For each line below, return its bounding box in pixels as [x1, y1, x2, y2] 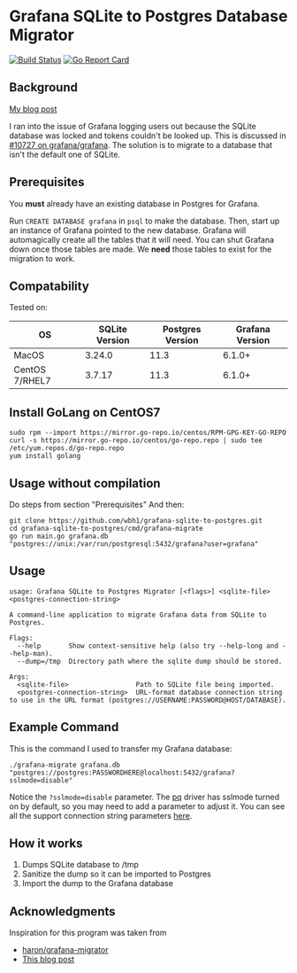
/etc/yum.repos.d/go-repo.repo [9, 444, 125, 453]
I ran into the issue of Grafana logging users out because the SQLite [9, 121, 256, 131]
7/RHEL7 [13, 375, 51, 387]
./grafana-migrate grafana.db [9, 760, 121, 769]
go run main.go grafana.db [9, 532, 109, 541]
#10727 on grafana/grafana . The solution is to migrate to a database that [9, 139, 273, 150]
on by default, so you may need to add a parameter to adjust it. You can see [9, 800, 286, 812]
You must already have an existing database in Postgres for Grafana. [9, 198, 260, 209]
